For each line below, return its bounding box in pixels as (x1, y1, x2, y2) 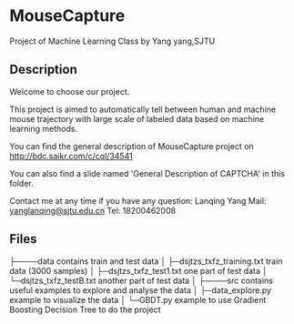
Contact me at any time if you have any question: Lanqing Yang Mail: (9, 195, 267, 206)
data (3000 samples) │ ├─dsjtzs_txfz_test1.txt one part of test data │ (9, 265, 269, 276)
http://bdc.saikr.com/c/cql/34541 (9, 150, 134, 161)
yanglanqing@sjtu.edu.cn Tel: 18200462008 (9, 205, 176, 216)
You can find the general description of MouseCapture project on (9, 140, 255, 151)
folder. (9, 177, 34, 188)
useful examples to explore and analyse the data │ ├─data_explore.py (9, 284, 271, 296)
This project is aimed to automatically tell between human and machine (9, 104, 276, 115)
